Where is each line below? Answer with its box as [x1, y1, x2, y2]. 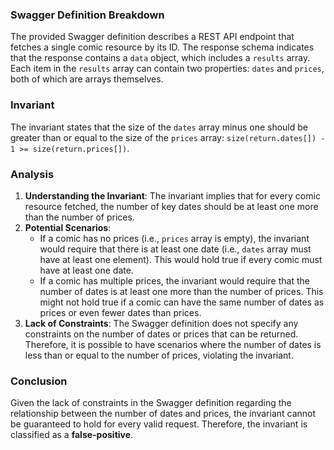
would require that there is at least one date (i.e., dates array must [39, 243, 312, 255]
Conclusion [10, 374, 68, 388]
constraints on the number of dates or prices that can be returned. [24, 328, 299, 340]
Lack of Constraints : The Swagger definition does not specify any [24, 317, 299, 329]
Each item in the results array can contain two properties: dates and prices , [10, 63, 325, 75]
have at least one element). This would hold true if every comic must [39, 253, 323, 265]
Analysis [10, 167, 55, 181]
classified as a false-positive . [10, 429, 134, 441]
